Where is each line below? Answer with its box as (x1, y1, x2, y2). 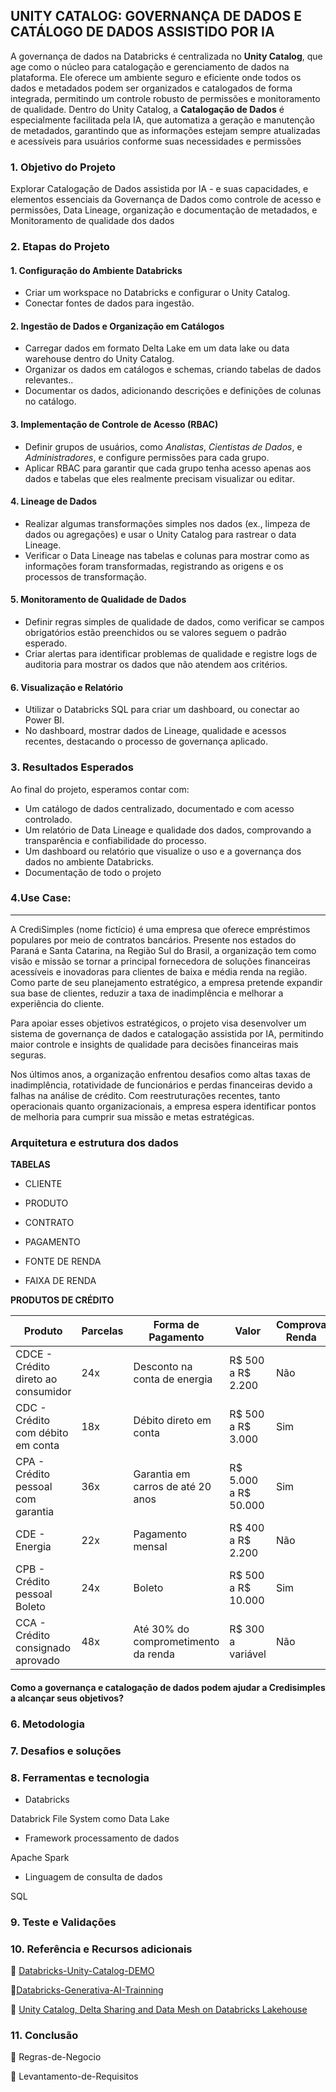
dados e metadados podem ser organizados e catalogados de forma (10, 82, 293, 94)
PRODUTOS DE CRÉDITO (10, 1294, 115, 1306)
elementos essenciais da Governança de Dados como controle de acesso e (10, 194, 322, 206)
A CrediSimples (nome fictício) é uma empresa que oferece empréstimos (10, 923, 311, 935)
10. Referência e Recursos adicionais (10, 1942, 193, 1956)
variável (229, 1647, 267, 1661)
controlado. (24, 813, 73, 825)
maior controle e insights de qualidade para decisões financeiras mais (10, 1038, 299, 1050)
